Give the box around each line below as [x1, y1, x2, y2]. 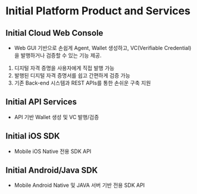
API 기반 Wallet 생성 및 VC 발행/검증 [14, 113, 99, 120]
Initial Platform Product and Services [5, 4, 191, 18]
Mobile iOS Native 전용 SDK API [14, 148, 92, 155]
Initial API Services [5, 97, 77, 107]
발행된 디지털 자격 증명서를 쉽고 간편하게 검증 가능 [14, 72, 130, 79]
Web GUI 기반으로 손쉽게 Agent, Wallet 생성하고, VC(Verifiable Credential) [14, 45, 192, 51]
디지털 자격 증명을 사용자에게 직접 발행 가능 [14, 64, 115, 71]
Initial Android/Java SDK [5, 165, 98, 176]
